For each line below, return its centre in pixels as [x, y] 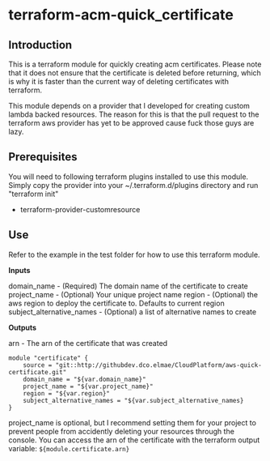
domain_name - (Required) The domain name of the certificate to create [128, 286]
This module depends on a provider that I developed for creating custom [129, 106]
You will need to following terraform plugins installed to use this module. [129, 177]
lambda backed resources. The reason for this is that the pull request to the [134, 114]
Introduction [40, 45]
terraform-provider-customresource [80, 209]
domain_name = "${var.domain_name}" [85, 379]
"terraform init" [34, 194]
